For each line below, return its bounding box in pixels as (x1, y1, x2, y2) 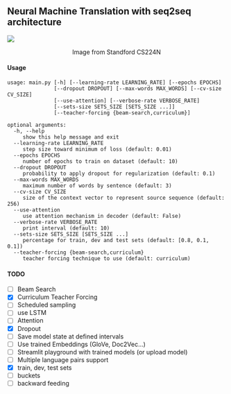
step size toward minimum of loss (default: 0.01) (22, 146, 172, 153)
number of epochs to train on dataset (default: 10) (22, 158, 178, 165)
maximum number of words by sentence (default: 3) (22, 182, 172, 189)
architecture (7, 17, 62, 28)
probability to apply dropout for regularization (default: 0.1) (22, 170, 216, 178)
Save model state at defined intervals (17, 332, 124, 341)
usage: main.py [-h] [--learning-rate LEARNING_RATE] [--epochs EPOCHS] (7, 79, 222, 86)
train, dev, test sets (17, 363, 72, 372)
